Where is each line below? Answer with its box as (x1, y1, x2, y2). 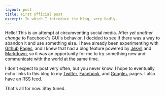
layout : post (5, 7, 32, 12)
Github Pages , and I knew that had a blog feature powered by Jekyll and (5, 45, 152, 52)
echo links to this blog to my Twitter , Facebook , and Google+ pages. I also (5, 71, 155, 77)
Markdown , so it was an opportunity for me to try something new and (5, 51, 146, 57)
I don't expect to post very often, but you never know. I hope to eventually (5, 65, 155, 71)
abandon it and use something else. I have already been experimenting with (5, 40, 159, 46)
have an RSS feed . (5, 76, 43, 82)
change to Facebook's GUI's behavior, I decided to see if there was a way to (5, 35, 160, 41)
